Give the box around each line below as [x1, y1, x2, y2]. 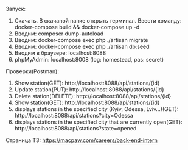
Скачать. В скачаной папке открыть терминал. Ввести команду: [14, 17, 182, 24]
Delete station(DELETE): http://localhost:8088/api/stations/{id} [14, 93, 172, 99]
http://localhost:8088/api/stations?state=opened [14, 125, 137, 132]
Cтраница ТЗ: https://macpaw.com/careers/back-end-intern [5, 137, 158, 144]
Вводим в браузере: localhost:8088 [14, 49, 106, 57]
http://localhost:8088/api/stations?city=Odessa [14, 112, 133, 119]
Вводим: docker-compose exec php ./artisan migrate [14, 37, 148, 43]
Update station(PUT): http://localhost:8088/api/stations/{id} [14, 86, 165, 93]
